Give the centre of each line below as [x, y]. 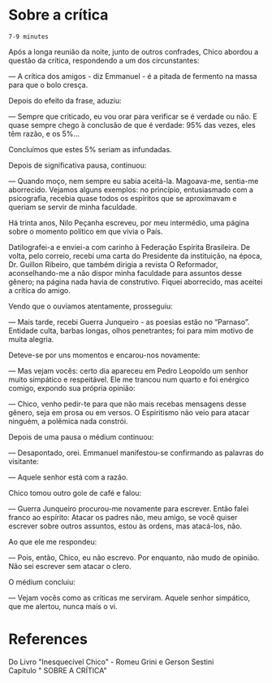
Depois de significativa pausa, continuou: [78, 165]
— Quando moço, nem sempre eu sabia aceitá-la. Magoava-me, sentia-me [134, 181]
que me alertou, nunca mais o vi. [63, 606]
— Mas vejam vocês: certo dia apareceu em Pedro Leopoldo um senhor [129, 370]
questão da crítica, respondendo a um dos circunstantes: [104, 60]
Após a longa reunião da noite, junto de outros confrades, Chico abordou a [134, 51]
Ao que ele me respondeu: [53, 541]
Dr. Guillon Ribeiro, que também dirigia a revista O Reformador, [113, 264]
